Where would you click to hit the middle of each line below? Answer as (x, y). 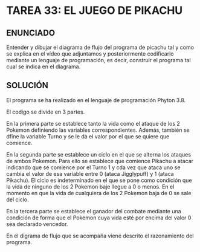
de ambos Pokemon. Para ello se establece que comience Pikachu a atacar (100, 161)
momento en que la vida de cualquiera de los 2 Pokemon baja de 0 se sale (99, 193)
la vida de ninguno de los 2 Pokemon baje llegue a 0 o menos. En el (90, 186)
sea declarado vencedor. (37, 224)
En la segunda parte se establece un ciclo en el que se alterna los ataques (99, 154)
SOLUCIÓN (27, 86)
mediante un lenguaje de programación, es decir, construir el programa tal (99, 60)
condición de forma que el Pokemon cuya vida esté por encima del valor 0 (99, 218)
